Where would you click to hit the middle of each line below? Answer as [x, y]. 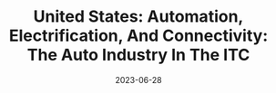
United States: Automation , [138, 17]
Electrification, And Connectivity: [138, 36]
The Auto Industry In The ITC [138, 55]
